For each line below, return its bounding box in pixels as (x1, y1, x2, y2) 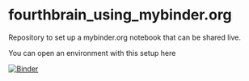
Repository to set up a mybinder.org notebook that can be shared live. (8, 32, 241, 42)
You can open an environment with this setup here (8, 48, 176, 58)
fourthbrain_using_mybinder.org (8, 6, 232, 24)
